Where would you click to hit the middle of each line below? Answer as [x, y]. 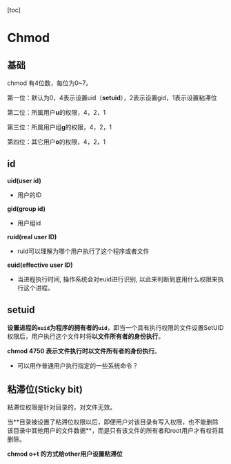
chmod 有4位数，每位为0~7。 [50, 83]
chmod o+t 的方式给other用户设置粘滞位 [65, 454]
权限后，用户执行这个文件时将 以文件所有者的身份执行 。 [86, 336]
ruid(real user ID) [32, 236]
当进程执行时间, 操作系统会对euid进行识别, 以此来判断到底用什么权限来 [118, 279]
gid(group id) [27, 208]
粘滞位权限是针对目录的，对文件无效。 [61, 407]
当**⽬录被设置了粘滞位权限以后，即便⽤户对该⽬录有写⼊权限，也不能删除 [113, 422]
